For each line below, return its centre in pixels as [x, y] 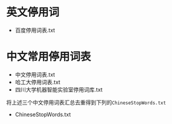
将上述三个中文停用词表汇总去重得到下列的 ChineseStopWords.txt [86, 102]
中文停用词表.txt [35, 74]
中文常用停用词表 [49, 57]
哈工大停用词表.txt [37, 82]
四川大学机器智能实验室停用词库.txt [59, 89]
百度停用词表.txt [35, 30]
